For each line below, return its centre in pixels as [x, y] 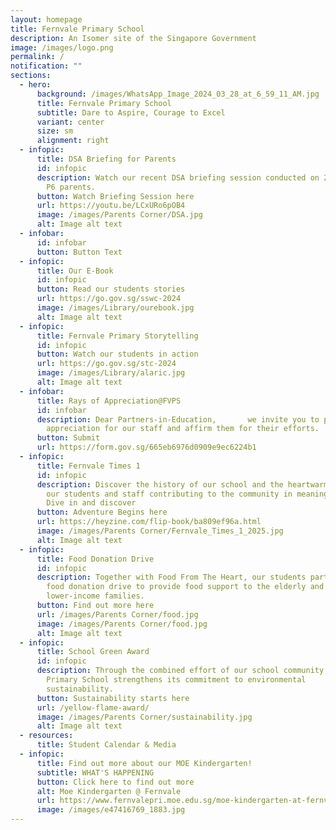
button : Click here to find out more [115, 782]
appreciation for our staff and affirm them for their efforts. [183, 429]
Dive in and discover [91, 503]
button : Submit [68, 438]
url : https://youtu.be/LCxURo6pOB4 [111, 206]
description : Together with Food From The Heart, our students [171, 577]
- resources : [46, 736]
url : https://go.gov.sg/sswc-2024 [109, 299]
